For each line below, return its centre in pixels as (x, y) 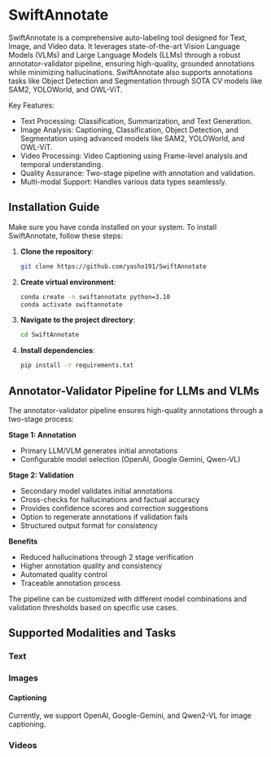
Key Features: (31, 105)
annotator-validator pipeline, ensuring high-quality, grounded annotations (131, 64)
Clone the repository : (57, 251)
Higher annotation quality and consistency (91, 566)
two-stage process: (42, 419)
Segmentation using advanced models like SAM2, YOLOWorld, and (132, 138)
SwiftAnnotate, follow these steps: (66, 235)
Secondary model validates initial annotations (96, 491)
